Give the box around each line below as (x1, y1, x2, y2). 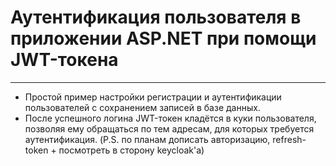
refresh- (272, 133, 307, 145)
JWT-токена (10, 49, 119, 71)
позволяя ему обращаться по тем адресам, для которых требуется (24, 122, 315, 135)
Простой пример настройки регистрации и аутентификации (24, 91, 282, 103)
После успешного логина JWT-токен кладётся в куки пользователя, (24, 112, 317, 124)
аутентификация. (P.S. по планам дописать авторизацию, (24, 133, 271, 145)
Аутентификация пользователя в (10, 6, 302, 29)
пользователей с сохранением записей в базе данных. (24, 101, 261, 113)
